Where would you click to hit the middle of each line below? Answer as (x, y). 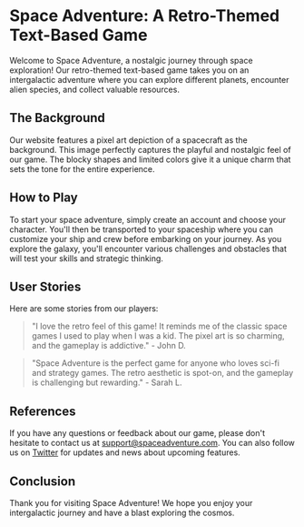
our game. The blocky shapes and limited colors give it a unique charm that (150, 159)
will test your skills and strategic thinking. (86, 258)
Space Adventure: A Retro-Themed (144, 16)
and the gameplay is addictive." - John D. (108, 346)
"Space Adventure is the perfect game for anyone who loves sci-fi (155, 363)
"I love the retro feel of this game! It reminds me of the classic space (159, 326)
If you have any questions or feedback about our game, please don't (137, 433)
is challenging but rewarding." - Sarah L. (107, 382)
